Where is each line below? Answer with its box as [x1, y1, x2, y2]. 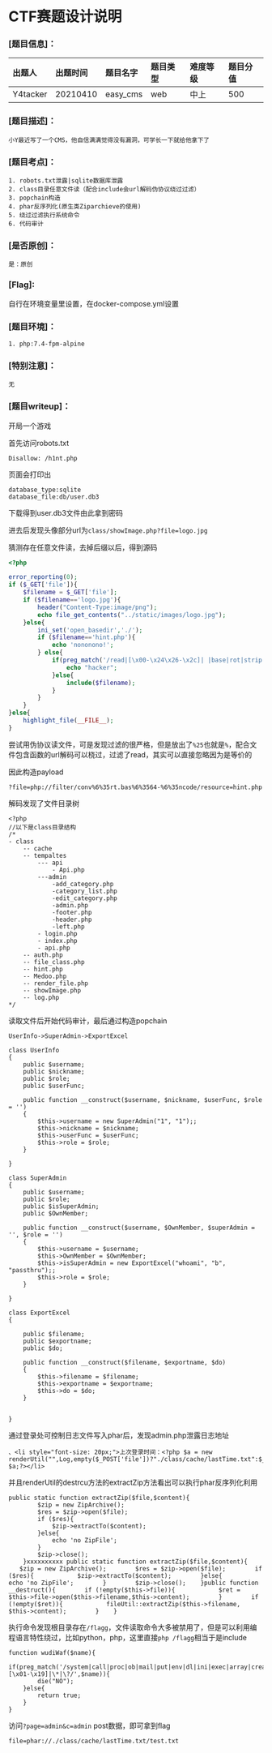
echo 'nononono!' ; [51, 641, 114, 649]
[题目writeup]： [8, 401, 71, 412]
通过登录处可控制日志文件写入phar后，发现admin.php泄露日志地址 [8, 1430, 229, 1440]
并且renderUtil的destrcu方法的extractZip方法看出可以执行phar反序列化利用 [8, 1477, 258, 1487]
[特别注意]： [8, 360, 57, 371]
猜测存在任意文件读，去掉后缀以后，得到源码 [8, 542, 158, 552]
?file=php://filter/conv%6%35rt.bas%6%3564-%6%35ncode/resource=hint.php [8, 783, 263, 791]
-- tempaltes [23, 851, 67, 859]
